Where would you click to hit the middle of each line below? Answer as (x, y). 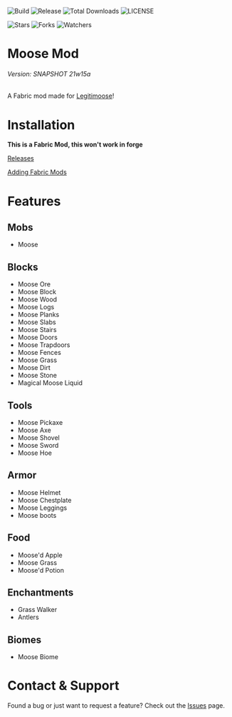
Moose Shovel (39, 437)
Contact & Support (63, 686)
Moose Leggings (42, 508)
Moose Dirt (34, 368)
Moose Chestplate (44, 500)
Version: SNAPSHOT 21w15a (49, 74)
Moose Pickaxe (40, 422)
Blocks (23, 267)
